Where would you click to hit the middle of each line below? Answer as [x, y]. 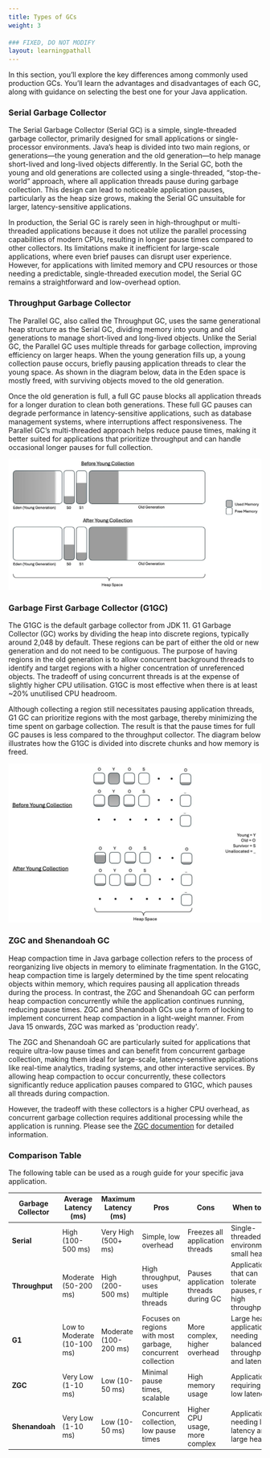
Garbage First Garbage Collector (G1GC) [88, 608]
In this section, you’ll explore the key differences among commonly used [128, 75]
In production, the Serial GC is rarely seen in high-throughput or [114, 223]
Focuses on [161, 1319]
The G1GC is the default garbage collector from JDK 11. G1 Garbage [120, 625]
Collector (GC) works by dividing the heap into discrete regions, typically [129, 634]
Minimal [155, 1372]
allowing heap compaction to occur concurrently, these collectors [117, 1076]
